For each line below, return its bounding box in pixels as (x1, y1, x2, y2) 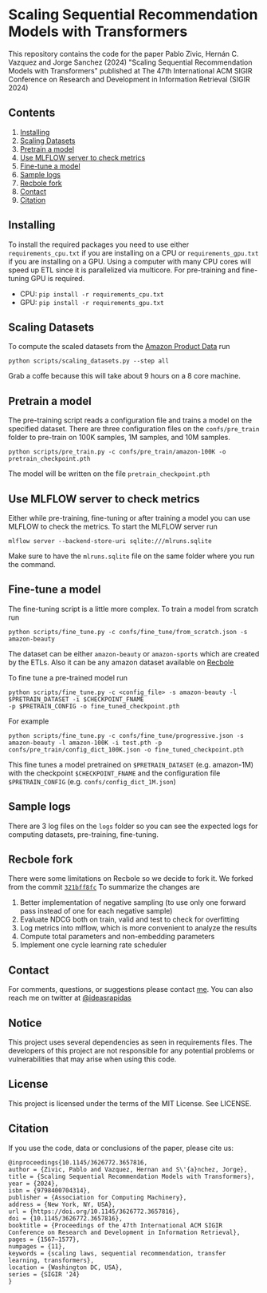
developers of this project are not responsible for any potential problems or (8, 1046, 255, 1056)
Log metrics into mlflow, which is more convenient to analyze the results (19, 923, 257, 933)
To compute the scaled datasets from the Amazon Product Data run (8, 342, 230, 351)
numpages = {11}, (8, 1242, 66, 1251)
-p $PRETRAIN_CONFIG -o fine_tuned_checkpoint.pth (8, 702, 180, 710)
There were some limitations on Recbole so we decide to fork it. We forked (8, 874, 253, 883)
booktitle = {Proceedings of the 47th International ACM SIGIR (8, 1221, 223, 1229)
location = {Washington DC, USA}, (8, 1263, 124, 1271)
